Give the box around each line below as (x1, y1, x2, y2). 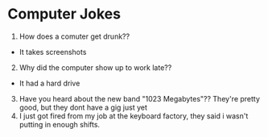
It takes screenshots (19, 47, 87, 56)
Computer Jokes (7, 5, 122, 23)
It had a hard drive (19, 78, 80, 88)
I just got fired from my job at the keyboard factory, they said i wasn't (19, 110, 249, 121)
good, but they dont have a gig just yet (19, 102, 148, 112)
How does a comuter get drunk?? (19, 31, 130, 41)
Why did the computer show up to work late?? (19, 62, 172, 73)
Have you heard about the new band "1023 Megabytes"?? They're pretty (19, 93, 261, 103)
